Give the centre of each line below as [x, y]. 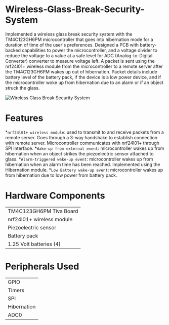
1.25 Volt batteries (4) [34, 244]
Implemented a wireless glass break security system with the [69, 34]
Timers [16, 290]
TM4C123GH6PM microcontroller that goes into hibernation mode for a [79, 39]
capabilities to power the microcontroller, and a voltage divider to [90, 50]
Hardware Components [55, 196]
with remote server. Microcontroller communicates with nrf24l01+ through [82, 143]
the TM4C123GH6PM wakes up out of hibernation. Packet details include [81, 71]
